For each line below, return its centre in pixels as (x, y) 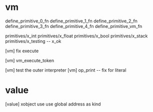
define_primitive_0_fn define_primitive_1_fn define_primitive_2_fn (71, 21)
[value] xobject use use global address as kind (53, 104)
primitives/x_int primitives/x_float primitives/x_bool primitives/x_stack (76, 36)
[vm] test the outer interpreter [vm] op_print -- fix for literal (66, 70)
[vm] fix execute (22, 51)
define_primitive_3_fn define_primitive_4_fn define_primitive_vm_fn (74, 26)
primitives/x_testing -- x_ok (33, 41)
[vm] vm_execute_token (30, 60)
